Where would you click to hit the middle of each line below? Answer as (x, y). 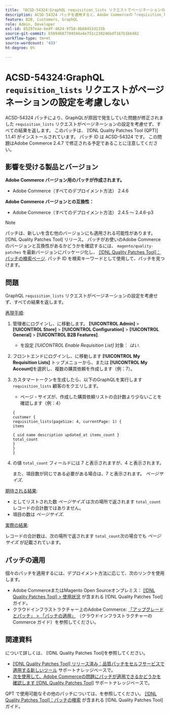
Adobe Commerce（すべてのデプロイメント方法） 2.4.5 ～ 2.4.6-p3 (83, 213)
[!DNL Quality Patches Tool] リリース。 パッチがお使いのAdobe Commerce (83, 240)
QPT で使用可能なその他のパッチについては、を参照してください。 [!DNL (81, 693)
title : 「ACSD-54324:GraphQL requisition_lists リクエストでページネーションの (85, 10)
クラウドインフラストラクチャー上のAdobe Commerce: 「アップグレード (88, 609)
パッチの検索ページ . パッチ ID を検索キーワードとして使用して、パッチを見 (83, 259)
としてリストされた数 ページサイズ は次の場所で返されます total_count (87, 502)
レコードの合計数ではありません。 (48, 508)
